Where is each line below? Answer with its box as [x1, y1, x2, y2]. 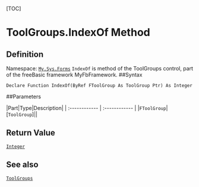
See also [6, 160, 39, 170]
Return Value [6, 128, 55, 138]
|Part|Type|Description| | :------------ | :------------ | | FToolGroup [6, 105, 166, 111]
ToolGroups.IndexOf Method [6, 26, 150, 39]
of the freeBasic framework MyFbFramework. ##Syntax [6, 71, 143, 78]
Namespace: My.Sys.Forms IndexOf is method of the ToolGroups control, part [6, 65, 194, 72]
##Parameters [6, 93, 42, 100]
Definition [6, 49, 43, 59]
